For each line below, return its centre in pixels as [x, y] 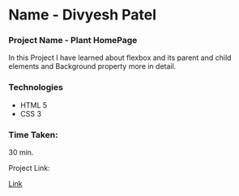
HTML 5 [34, 105]
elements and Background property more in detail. [92, 66]
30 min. [21, 152]
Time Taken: [33, 134]
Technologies [36, 87]
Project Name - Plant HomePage [73, 40]
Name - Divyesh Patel [82, 15]
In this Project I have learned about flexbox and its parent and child [120, 58]
